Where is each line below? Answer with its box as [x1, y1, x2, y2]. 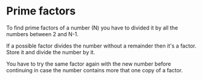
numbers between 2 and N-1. [6, 30, 79, 37]
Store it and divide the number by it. [6, 48, 95, 55]
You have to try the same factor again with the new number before [6, 60, 171, 67]
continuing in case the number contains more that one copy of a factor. [6, 66, 183, 73]
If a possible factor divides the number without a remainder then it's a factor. [6, 42, 197, 49]
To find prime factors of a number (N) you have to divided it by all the [6, 24, 178, 31]
